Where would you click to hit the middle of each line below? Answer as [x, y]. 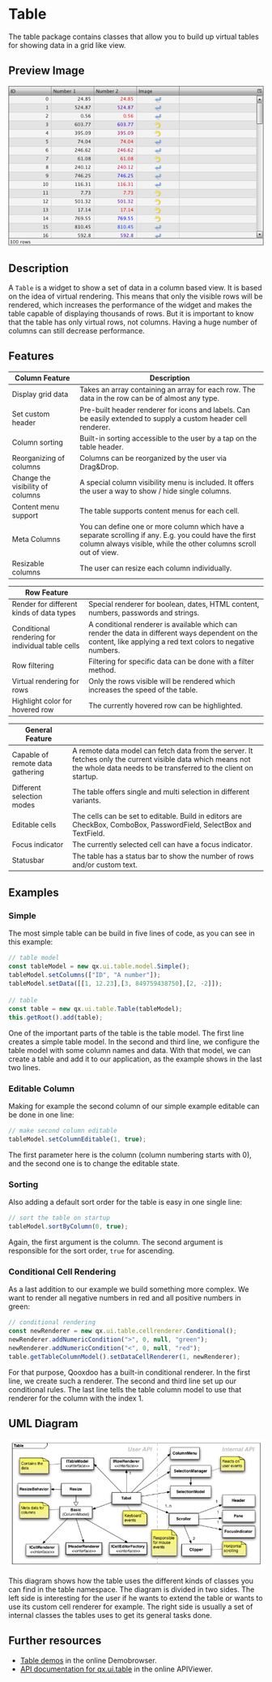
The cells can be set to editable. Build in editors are [157, 816]
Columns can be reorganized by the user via [153, 458]
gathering [28, 772]
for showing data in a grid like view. [67, 45]
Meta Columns [36, 540]
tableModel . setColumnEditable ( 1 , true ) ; [78, 1140]
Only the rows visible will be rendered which [162, 682]
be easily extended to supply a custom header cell [163, 418]
